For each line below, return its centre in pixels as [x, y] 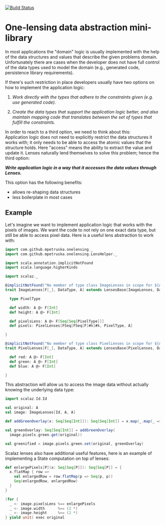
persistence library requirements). [40, 73]
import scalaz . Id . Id [26, 399]
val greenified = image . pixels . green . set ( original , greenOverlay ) [74, 444]
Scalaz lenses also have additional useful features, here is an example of [79, 453]
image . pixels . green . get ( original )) [46, 435]
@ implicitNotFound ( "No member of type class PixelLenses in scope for [79, 344]
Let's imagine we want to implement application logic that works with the [79, 225]
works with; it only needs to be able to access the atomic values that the [78, 142]
